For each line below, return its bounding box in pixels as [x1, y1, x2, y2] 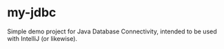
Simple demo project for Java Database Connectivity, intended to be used [7, 27, 217, 35]
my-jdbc [7, 5, 57, 20]
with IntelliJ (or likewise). [7, 34, 78, 42]
